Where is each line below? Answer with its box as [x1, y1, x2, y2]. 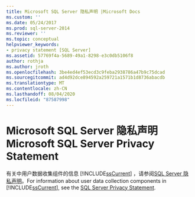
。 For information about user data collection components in [21, 177, 167, 184]
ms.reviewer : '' [6, 31, 46, 37]
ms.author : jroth [6, 63, 49, 70]
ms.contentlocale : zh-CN [6, 86, 67, 92]
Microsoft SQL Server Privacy [6, 137, 155, 150]
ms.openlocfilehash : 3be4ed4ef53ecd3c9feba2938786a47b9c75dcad [6, 69, 165, 75]
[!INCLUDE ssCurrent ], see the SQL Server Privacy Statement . [6, 184, 156, 191]
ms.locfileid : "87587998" [6, 96, 70, 102]
